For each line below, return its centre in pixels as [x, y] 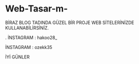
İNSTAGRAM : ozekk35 [29, 47]
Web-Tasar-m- [36, 9]
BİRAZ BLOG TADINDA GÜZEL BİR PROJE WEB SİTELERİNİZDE [70, 22]
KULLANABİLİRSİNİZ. [27, 27]
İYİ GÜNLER [17, 57]
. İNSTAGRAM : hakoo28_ [31, 37]
